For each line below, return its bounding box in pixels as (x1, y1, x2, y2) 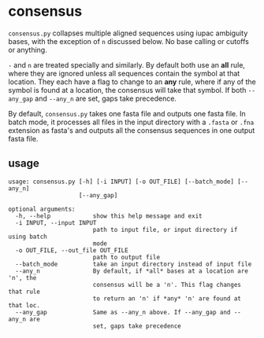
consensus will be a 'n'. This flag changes (92, 281, 242, 288)
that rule (8, 288, 41, 296)
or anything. (8, 45, 47, 54)
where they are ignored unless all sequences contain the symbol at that (8, 68, 240, 78)
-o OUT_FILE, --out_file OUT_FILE (15, 246, 128, 254)
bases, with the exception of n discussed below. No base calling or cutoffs (8, 36, 250, 46)
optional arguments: (8, 205, 76, 213)
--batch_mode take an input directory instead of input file (15, 260, 252, 268)
